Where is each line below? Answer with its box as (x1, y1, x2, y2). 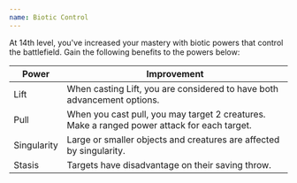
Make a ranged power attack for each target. (66, 118, 252, 131)
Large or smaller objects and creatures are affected (66, 133, 280, 146)
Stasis (13, 158, 40, 171)
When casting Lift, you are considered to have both (66, 82, 278, 95)
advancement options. (66, 94, 160, 106)
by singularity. (66, 144, 126, 156)
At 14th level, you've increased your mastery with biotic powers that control (9, 37, 284, 48)
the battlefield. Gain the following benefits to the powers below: (9, 46, 240, 57)
